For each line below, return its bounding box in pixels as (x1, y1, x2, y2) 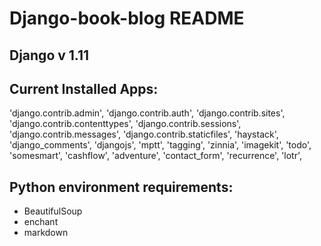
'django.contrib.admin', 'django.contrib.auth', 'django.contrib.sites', (9, 107, 286, 119)
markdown (23, 227, 69, 239)
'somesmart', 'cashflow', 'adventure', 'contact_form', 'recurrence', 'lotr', (9, 150, 303, 162)
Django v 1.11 (9, 47, 90, 64)
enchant (23, 216, 59, 228)
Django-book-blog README (9, 7, 245, 30)
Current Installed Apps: (9, 80, 159, 97)
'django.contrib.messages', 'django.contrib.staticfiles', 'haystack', (9, 128, 279, 141)
